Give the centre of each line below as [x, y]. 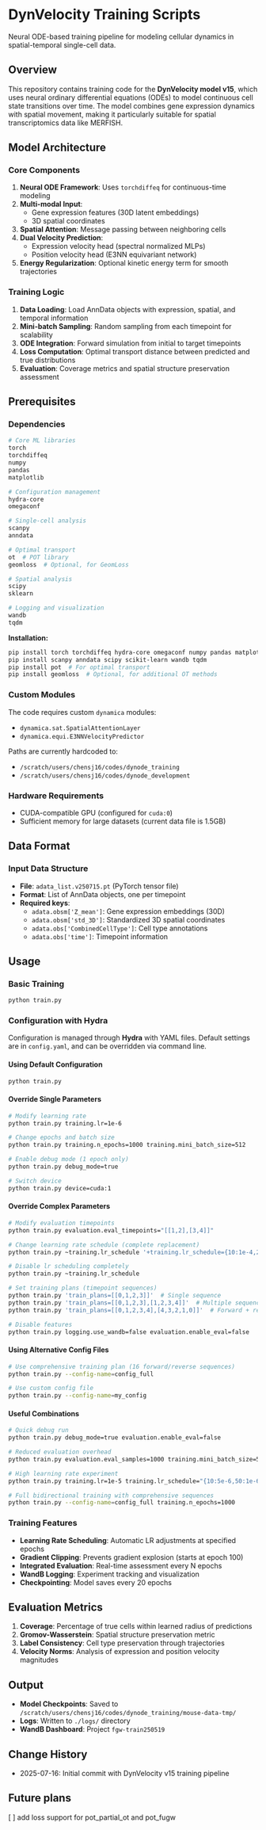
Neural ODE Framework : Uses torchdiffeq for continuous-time [123, 187]
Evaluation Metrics [55, 1608]
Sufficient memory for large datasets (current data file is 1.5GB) [123, 821]
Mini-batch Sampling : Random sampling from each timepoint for [125, 326]
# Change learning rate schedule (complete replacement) [104, 1245]
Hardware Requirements [56, 796]
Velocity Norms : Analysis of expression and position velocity [120, 1652]
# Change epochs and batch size [61, 1138]
